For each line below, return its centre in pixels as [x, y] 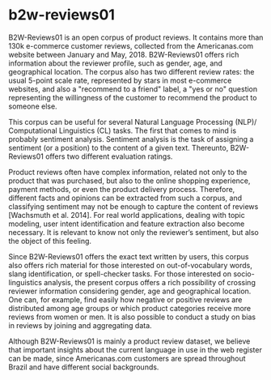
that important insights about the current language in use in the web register [135, 349]
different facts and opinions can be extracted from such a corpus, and [125, 198]
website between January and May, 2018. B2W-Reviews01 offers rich [124, 54]
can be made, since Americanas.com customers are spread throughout [127, 358]
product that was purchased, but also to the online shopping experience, [129, 181]
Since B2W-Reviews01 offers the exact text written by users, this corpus [129, 256]
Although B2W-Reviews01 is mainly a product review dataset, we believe [129, 341]
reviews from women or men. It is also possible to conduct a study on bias [132, 317]
